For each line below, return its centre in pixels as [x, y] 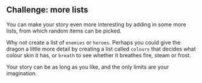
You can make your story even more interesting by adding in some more [96, 24]
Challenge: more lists [47, 10]
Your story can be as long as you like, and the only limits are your [88, 67]
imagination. [22, 73]
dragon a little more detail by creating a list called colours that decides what [101, 49]
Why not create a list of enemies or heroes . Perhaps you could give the [93, 42]
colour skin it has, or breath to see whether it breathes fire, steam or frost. [99, 55]
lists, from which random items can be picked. [64, 31]
